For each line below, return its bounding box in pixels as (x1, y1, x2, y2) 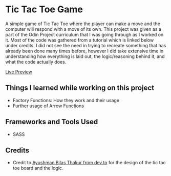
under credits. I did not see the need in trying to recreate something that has (5, 42, 166, 48)
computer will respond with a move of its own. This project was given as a (5, 26, 162, 32)
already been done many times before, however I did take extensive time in (5, 48, 164, 54)
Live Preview (5, 68, 32, 75)
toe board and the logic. (12, 165, 63, 171)
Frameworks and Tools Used (5, 118, 98, 126)
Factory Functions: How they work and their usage (12, 97, 119, 103)
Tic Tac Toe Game (5, 4, 83, 15)
